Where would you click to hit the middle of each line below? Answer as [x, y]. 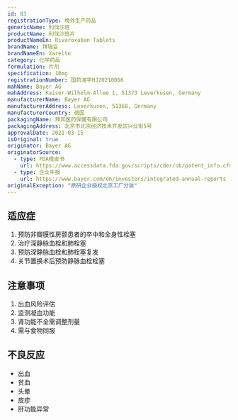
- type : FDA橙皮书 [39, 159]
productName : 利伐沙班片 [41, 34]
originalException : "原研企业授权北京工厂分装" [73, 185]
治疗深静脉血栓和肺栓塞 [52, 243]
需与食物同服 [36, 330]
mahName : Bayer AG [34, 87]
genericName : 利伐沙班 [39, 27]
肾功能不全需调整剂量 [49, 321]
